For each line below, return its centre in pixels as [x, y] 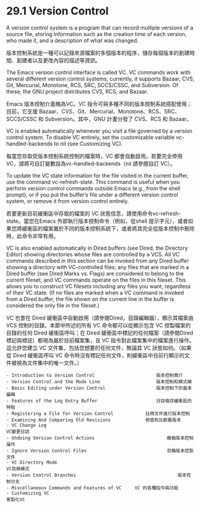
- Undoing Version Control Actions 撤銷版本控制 [100, 438]
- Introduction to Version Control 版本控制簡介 [95, 375]
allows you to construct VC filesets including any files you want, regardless [99, 286]
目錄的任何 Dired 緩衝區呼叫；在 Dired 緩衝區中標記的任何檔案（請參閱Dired [100, 333]
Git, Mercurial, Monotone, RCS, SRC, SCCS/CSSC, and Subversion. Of [92, 85]
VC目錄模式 [18, 469]
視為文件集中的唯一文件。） [49, 363]
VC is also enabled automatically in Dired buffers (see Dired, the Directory [97, 248]
